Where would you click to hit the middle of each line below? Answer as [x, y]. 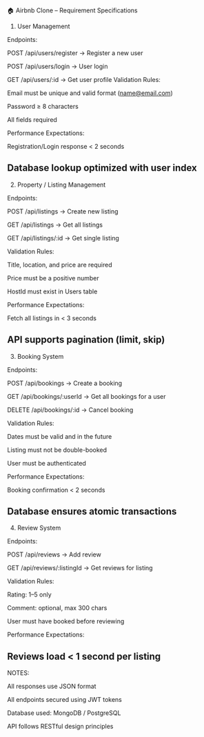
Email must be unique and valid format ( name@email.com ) [90, 93]
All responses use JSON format [52, 686]
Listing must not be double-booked [57, 450]
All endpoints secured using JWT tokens [64, 700]
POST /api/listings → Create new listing [63, 211]
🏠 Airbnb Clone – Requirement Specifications [72, 10]
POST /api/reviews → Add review [54, 554]
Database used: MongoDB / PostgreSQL [64, 713]
